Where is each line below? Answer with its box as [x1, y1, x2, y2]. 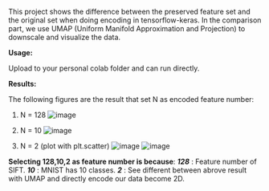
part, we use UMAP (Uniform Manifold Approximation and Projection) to [8, 24, 246, 33]
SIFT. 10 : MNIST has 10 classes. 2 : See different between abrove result [8, 165, 247, 175]
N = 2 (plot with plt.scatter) [19, 141, 110, 151]
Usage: [8, 48, 34, 57]
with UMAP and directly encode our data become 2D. [8, 174, 185, 183]
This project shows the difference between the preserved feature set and [8, 7, 251, 16]
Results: [8, 79, 37, 88]
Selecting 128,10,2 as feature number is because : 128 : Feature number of [8, 156, 257, 166]
